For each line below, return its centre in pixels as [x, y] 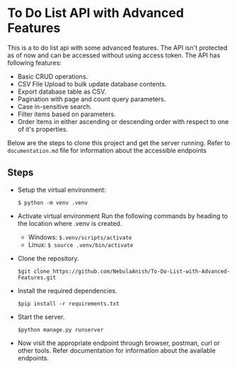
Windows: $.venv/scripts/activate [80, 237]
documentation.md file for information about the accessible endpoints [107, 150]
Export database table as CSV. [62, 91]
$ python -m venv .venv [53, 203]
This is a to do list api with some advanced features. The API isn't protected [117, 47]
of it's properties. [43, 129]
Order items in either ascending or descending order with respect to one [123, 121]
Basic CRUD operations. [53, 76]
